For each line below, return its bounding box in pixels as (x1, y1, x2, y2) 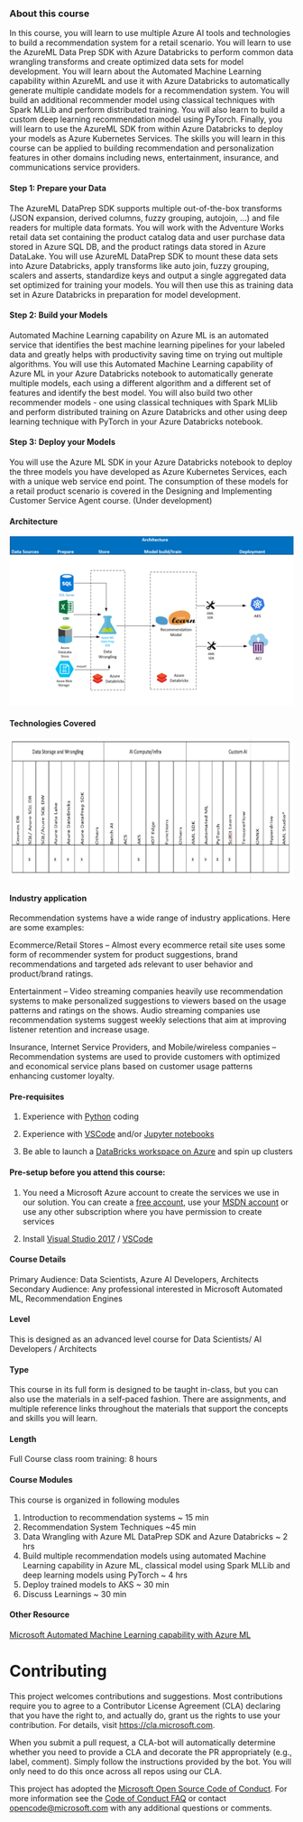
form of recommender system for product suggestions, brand (9, 949, 239, 960)
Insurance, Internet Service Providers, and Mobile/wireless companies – (9, 1041, 277, 1053)
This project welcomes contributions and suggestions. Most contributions (9, 1690, 283, 1701)
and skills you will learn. (9, 1413, 98, 1424)
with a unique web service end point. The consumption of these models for (9, 476, 289, 486)
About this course (9, 7, 90, 20)
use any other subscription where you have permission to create (22, 1206, 262, 1216)
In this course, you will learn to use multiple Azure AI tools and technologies (9, 28, 291, 39)
